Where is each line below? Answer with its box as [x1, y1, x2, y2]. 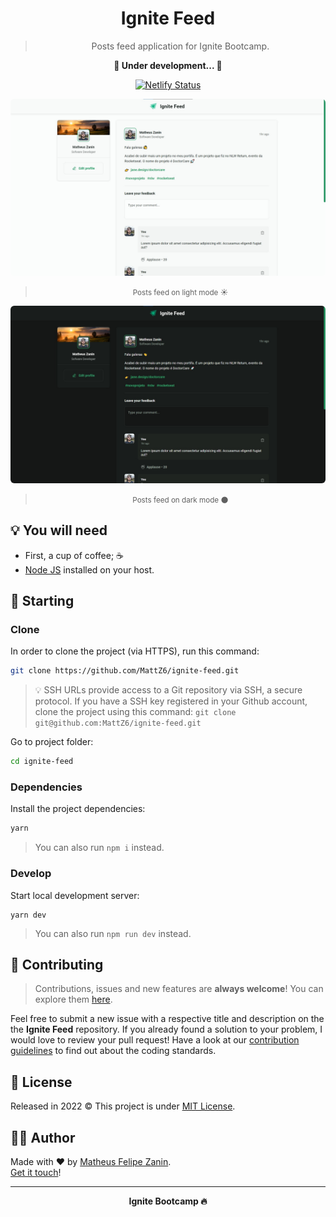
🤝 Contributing [10, 957, 104, 974]
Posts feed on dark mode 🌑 [132, 495, 229, 505]
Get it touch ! [10, 1167, 62, 1179]
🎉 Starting [10, 593, 75, 610]
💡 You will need [10, 522, 108, 539]
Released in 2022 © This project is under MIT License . [10, 1100, 236, 1112]
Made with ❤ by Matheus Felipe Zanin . [10, 1156, 172, 1168]
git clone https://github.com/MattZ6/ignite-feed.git [10, 666, 240, 676]
